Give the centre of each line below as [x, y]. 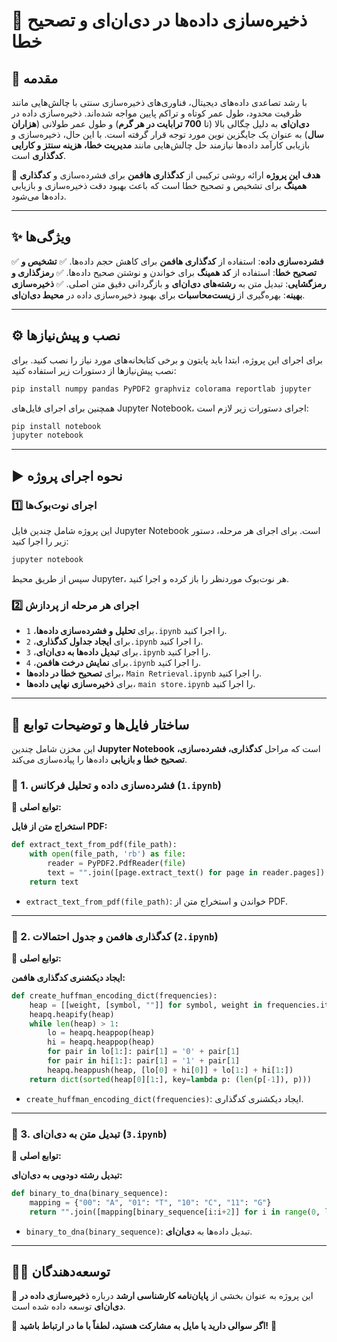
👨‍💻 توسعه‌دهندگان [61, 1271]
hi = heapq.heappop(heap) [101, 1042]
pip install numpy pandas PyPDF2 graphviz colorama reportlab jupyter [161, 389]
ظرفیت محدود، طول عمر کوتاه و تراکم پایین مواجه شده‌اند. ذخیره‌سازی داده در [157, 113]
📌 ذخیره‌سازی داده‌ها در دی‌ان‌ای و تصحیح [159, 20]
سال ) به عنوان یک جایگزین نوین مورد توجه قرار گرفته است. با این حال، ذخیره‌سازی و [167, 134]
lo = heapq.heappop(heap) [101, 1033]
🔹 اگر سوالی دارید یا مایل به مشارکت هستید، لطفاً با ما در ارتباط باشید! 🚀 [144, 1326]
